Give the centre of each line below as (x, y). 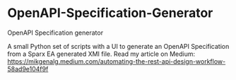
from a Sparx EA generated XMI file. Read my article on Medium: (101, 54)
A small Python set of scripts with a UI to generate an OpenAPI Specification (118, 46)
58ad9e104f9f (28, 69)
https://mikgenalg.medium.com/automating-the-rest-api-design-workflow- (117, 61)
